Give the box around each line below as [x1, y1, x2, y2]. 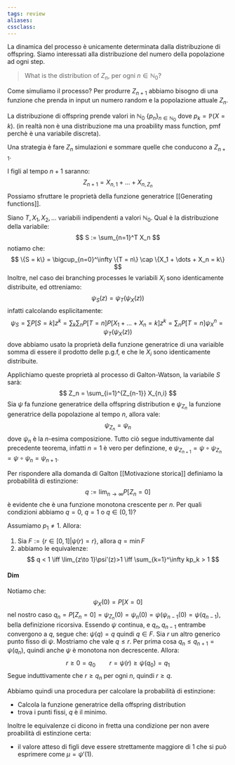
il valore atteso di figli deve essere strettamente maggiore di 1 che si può [17, 742, 227, 751]
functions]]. [7, 199, 41, 208]
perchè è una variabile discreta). [7, 129, 101, 138]
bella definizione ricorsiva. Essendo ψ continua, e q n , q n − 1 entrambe [7, 620, 206, 630]
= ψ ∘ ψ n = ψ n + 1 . [7, 454, 60, 464]
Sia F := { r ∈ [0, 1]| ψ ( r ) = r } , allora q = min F [17, 536, 145, 545]
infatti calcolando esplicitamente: [7, 307, 103, 314]
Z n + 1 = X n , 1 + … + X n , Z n [83, 178, 153, 189]
